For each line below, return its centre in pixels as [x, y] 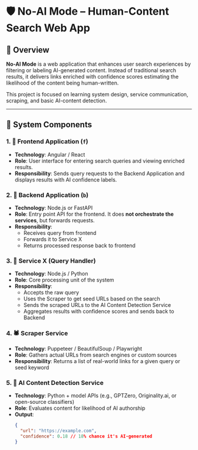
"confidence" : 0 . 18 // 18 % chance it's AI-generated [86, 436]
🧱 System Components [49, 125]
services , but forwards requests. [55, 220]
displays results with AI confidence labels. [66, 179]
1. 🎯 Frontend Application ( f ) [47, 141]
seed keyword [32, 367]
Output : [24, 414]
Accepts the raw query [51, 293]
